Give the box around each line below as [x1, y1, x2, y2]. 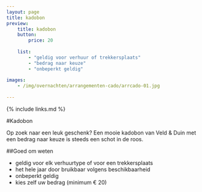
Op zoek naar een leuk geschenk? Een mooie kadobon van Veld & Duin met [6, 129, 196, 136]
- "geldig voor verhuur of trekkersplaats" [28, 54, 141, 61]
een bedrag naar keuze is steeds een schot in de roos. [6, 135, 144, 142]
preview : [6, 20, 29, 26]
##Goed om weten [6, 147, 54, 155]
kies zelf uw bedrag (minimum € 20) [15, 179, 107, 186]
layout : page [6, 9, 40, 15]
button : [17, 32, 37, 38]
